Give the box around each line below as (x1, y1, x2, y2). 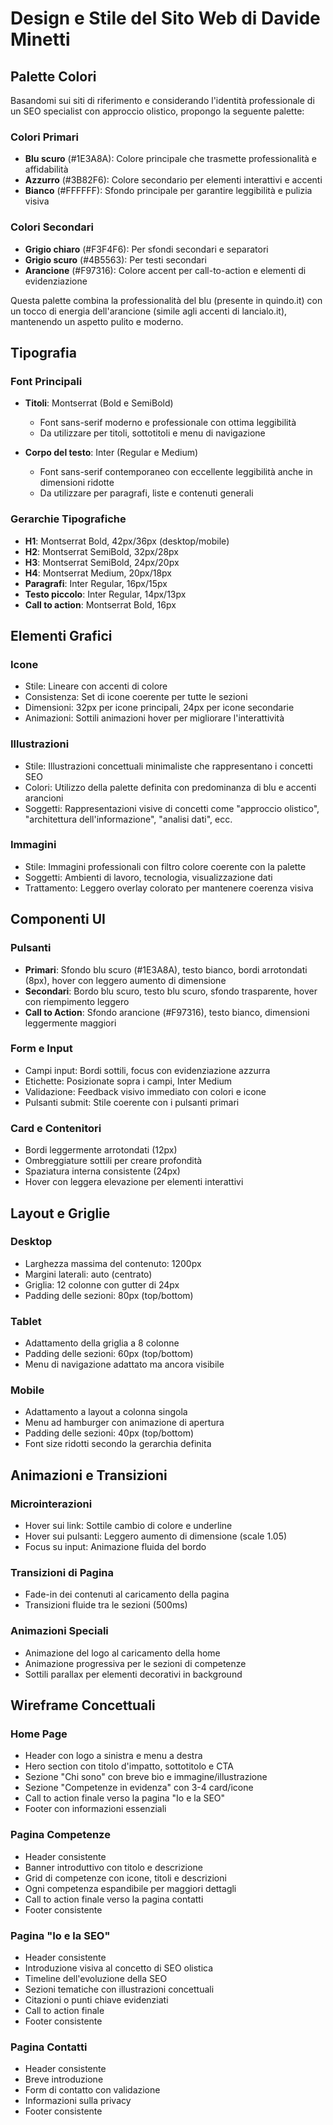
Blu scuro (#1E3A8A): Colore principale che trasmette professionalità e (24, 153, 318, 165)
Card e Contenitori (10, 1121, 102, 1135)
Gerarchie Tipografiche (10, 512, 127, 526)
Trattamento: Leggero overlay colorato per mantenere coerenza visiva (24, 882, 314, 894)
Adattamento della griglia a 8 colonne (24, 1337, 180, 1349)
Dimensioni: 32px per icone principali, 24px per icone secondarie (24, 702, 295, 714)
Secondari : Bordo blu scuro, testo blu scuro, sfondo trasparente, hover (24, 985, 318, 997)
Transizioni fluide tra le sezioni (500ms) (24, 1599, 188, 1611)
